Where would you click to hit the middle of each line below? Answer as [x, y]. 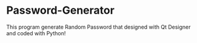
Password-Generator [61, 10]
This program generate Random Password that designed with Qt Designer [98, 27]
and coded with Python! [36, 33]
